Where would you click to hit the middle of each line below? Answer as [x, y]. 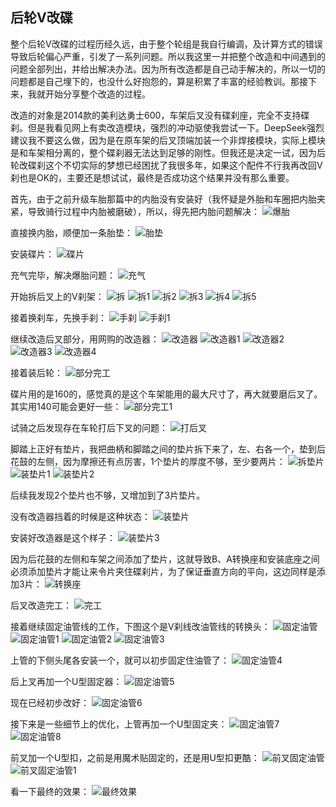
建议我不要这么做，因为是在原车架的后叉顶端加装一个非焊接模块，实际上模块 [168, 140]
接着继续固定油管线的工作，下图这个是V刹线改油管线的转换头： [140, 626]
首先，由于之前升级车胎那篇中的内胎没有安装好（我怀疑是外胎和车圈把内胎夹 [168, 199]
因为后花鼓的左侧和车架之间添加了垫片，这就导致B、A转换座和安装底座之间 [165, 559]
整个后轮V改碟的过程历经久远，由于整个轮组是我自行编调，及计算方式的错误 [166, 44]
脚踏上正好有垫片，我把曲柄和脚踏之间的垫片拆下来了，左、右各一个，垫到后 [168, 449]
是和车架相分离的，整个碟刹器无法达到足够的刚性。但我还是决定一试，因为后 [168, 152]
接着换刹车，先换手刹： [58, 317]
